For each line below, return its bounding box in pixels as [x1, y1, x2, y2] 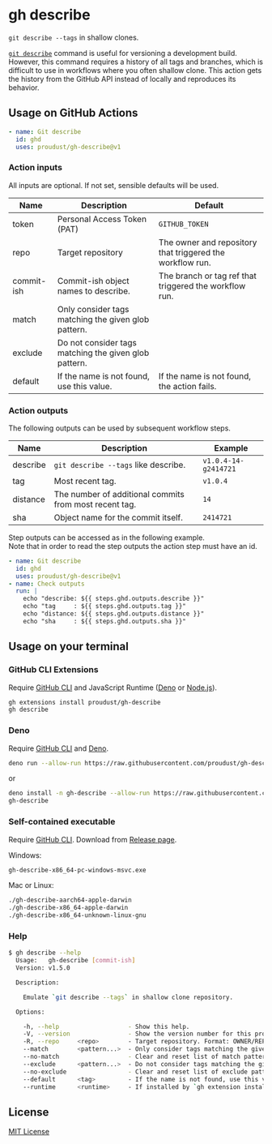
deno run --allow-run [8, 759, 82, 767]
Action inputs [8, 162, 63, 174]
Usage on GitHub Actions [8, 106, 138, 120]
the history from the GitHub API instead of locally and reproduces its [8, 74, 236, 84]
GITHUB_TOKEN [158, 219, 209, 229]
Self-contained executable [8, 816, 116, 828]
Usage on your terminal [8, 640, 130, 653]
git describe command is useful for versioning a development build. [8, 48, 237, 58]
